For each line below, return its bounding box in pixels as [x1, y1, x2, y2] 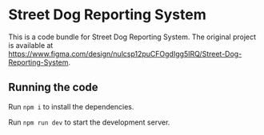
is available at [8, 40, 54, 50]
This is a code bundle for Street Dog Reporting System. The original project [8, 32, 257, 42]
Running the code [8, 81, 98, 94]
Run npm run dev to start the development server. [8, 117, 170, 127]
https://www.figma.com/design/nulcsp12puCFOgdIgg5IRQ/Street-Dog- [8, 49, 242, 58]
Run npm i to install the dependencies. [8, 101, 134, 111]
